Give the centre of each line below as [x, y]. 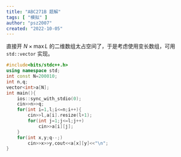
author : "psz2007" [29, 23]
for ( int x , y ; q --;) [40, 138]
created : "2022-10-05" [34, 28]
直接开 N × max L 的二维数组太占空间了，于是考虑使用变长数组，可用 [91, 46]
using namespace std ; [33, 71]
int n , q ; [17, 81]
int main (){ [21, 93]
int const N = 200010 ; [32, 76]
